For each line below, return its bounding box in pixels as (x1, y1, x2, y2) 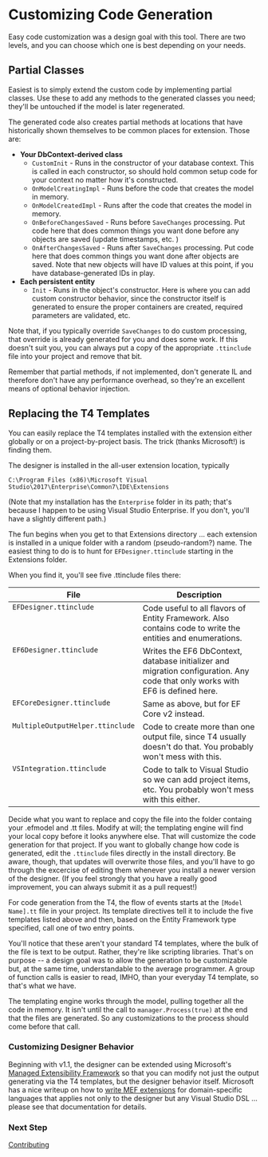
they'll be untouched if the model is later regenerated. (8, 101, 185, 111)
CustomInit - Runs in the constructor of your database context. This (31, 158, 254, 167)
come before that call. (8, 1021, 81, 1031)
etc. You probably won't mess (142, 784, 254, 795)
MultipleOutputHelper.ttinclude (12, 721, 136, 730)
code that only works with (142, 675, 240, 687)
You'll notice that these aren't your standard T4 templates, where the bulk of (8, 939, 259, 948)
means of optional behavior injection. (8, 384, 130, 393)
